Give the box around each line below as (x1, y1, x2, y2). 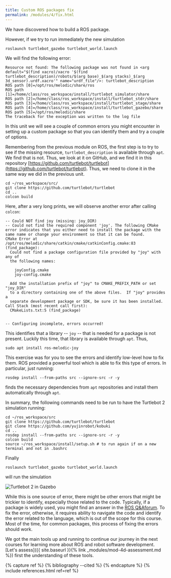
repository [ (5, 160, 30, 166)
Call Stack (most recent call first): (5, 303, 88, 308)
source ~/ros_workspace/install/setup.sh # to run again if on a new (5, 441, 157, 447)
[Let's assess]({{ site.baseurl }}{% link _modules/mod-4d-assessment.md (5, 547, 161, 553)
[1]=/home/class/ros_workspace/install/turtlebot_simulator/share (5, 91, 150, 97)
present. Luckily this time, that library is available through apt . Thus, (5, 335, 148, 342)
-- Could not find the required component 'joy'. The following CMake (5, 223, 159, 228)
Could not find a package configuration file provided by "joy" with (10, 250, 161, 255)
